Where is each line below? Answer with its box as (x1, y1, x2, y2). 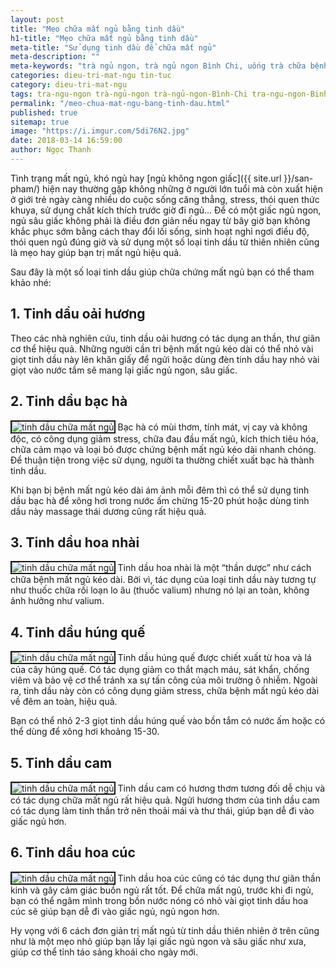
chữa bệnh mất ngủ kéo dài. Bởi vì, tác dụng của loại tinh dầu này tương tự (10, 574, 317, 586)
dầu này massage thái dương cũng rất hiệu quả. (10, 505, 207, 517)
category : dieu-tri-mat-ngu (10, 80, 128, 90)
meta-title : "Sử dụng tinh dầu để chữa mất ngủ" (10, 42, 217, 53)
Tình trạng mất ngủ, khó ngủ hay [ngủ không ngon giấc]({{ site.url (10, 172, 282, 184)
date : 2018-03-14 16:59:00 (10, 136, 123, 146)
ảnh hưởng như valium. (10, 595, 105, 607)
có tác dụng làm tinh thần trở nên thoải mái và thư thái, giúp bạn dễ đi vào (10, 804, 315, 816)
